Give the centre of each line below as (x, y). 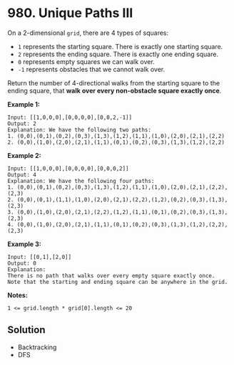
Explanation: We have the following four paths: (81, 181)
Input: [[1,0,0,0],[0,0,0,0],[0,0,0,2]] (68, 169)
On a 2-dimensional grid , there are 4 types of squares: (88, 33)
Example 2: (24, 155)
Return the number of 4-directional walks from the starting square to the (113, 83)
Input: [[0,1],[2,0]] (40, 257)
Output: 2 (22, 123)
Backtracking (37, 347)
